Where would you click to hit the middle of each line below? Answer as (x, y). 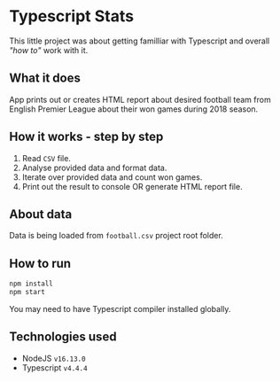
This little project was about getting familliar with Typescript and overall (140, 41)
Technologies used (63, 337)
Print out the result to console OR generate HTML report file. (132, 186)
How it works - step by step (86, 137)
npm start (27, 292)
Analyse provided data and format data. (94, 168)
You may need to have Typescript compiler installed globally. (120, 308)
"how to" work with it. (49, 50)
